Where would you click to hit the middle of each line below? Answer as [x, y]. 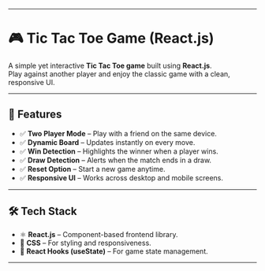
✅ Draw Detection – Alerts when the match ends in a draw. [115, 160]
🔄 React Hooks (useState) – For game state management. [114, 251]
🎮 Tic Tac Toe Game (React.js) [111, 38]
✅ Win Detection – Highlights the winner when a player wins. [119, 151]
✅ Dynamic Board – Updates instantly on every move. [107, 142]
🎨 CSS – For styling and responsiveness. [85, 243]
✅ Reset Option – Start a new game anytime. [92, 169]
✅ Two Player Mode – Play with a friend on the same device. [118, 133]
